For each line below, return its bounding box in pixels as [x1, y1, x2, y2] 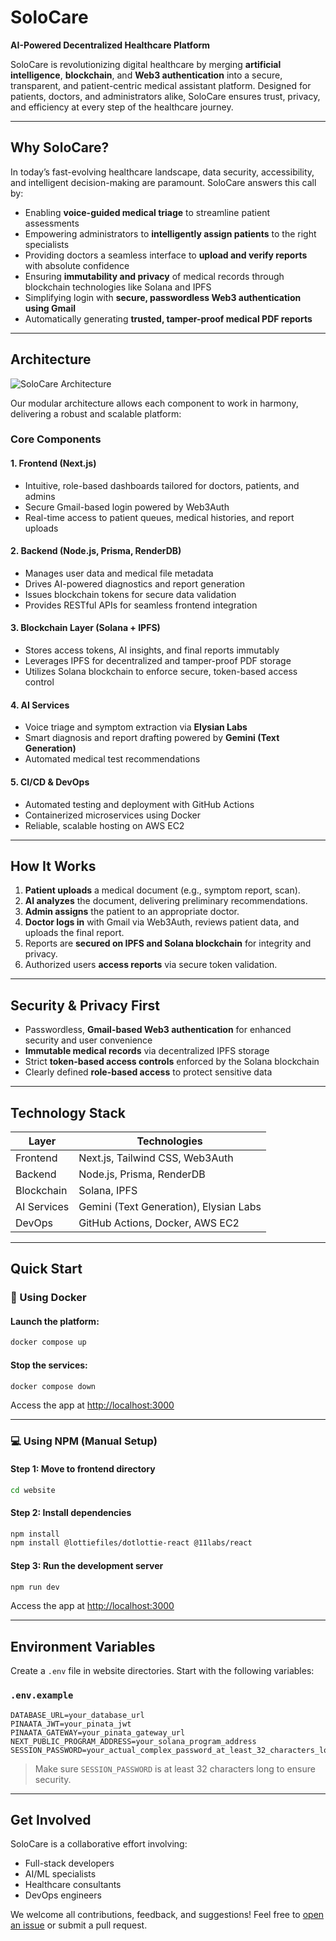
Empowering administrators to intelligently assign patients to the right [24, 227, 317, 240]
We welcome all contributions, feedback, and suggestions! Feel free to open [10, 1909, 325, 1921]
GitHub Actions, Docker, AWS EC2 [78, 1216, 240, 1230]
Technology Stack [10, 1104, 126, 1121]
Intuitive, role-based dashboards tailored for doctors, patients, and [24, 479, 300, 491]
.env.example [10, 1690, 74, 1701]
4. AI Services [10, 699, 70, 711]
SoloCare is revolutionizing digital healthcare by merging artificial [10, 58, 282, 70]
